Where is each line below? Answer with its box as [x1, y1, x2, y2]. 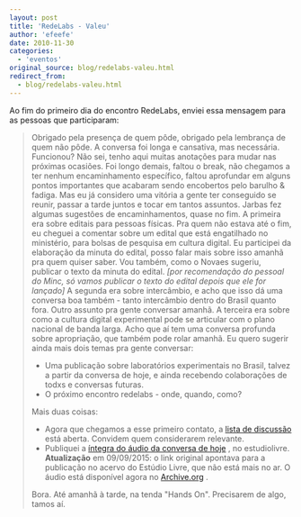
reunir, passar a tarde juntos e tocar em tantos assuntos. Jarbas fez [31, 199, 282, 210]
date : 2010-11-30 [9, 38, 75, 48]
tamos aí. [31, 498, 66, 509]
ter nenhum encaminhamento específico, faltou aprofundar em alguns [31, 170, 291, 181]
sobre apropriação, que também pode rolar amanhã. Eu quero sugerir [31, 332, 289, 343]
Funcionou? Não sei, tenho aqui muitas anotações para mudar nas [31, 150, 277, 162]
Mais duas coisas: [31, 406, 99, 417]
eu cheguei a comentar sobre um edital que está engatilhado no [31, 227, 269, 239]
